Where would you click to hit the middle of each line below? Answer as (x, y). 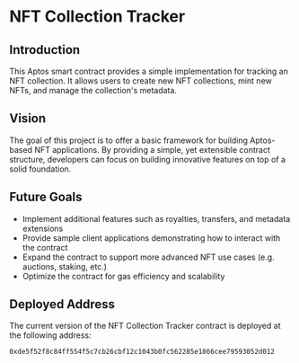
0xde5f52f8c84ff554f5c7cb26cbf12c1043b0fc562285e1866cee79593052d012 (142, 352)
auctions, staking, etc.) (65, 266)
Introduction (45, 50)
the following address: (50, 335)
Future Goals (46, 197)
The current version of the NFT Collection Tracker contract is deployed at (145, 326)
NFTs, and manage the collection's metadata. (93, 90)
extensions (43, 228)
